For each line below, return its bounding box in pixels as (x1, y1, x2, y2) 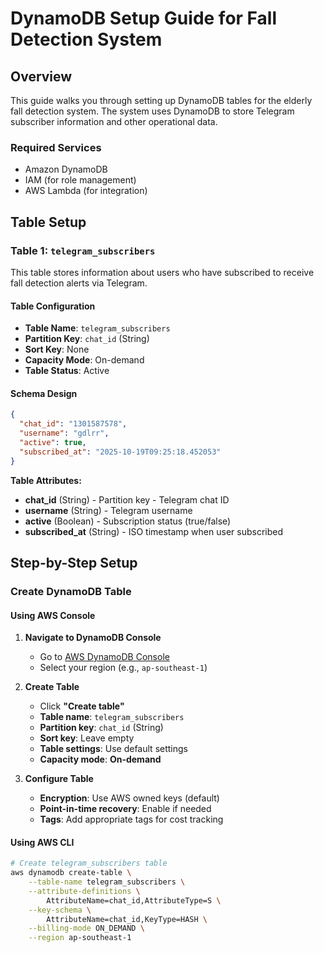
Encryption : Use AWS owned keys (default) (39, 792, 220, 804)
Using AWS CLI (10, 836, 75, 848)
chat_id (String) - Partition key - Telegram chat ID (24, 493, 230, 506)
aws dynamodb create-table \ (10, 868, 132, 878)
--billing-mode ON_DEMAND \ (28, 923, 145, 934)
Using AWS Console (10, 609, 96, 621)
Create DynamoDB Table (10, 584, 132, 598)
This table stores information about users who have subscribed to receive (10, 266, 315, 278)
